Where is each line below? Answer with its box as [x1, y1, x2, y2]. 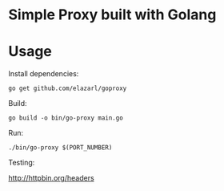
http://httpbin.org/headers [8, 173, 94, 183]
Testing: [8, 158, 35, 168]
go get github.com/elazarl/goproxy [8, 84, 127, 93]
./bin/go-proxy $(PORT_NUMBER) [8, 144, 113, 152]
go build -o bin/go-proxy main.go [8, 114, 124, 122]
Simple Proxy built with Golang [8, 6, 217, 24]
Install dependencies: [8, 69, 79, 79]
